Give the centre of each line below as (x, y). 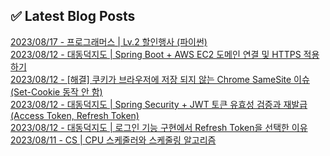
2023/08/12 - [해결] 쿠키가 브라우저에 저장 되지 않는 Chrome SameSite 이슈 (160, 79)
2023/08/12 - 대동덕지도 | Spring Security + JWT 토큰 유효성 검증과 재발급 (159, 104)
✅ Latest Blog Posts (73, 16)
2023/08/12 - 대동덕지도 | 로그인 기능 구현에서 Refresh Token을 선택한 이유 (159, 127)
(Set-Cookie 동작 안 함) (56, 91)
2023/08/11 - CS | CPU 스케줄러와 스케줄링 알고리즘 (113, 140)
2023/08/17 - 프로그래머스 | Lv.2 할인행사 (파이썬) (109, 41)
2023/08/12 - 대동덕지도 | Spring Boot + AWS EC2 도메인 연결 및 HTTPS (156, 54)
